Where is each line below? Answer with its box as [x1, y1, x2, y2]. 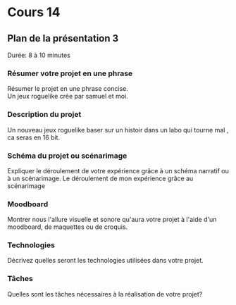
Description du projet [7, 110, 82, 120]
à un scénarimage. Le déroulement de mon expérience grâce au [7, 174, 194, 182]
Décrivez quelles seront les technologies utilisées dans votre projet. [7, 256, 204, 265]
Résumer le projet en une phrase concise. [7, 85, 128, 93]
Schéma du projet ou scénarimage [7, 151, 128, 161]
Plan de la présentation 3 [7, 32, 119, 44]
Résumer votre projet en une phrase [7, 68, 133, 78]
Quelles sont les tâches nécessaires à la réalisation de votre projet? [7, 290, 203, 298]
